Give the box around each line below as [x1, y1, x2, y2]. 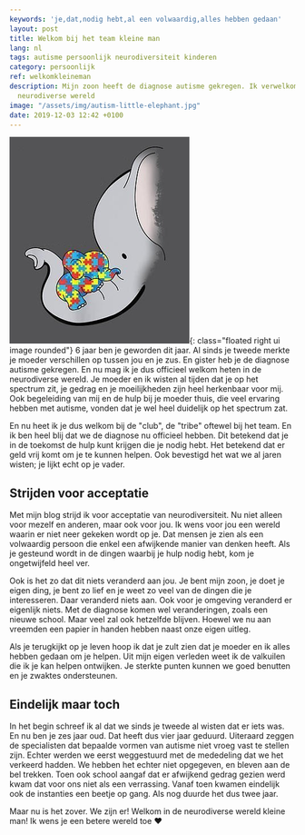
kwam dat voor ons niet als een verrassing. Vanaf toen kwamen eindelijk [9, 779, 280, 790]
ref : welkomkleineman [9, 73, 92, 82]
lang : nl [9, 44, 43, 53]
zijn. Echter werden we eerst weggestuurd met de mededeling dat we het [9, 750, 284, 760]
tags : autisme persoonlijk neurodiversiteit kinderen [9, 53, 218, 63]
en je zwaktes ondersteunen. [9, 671, 118, 681]
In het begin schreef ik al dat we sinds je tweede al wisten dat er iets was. [9, 721, 285, 731]
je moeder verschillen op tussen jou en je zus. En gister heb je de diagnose [9, 354, 290, 365]
